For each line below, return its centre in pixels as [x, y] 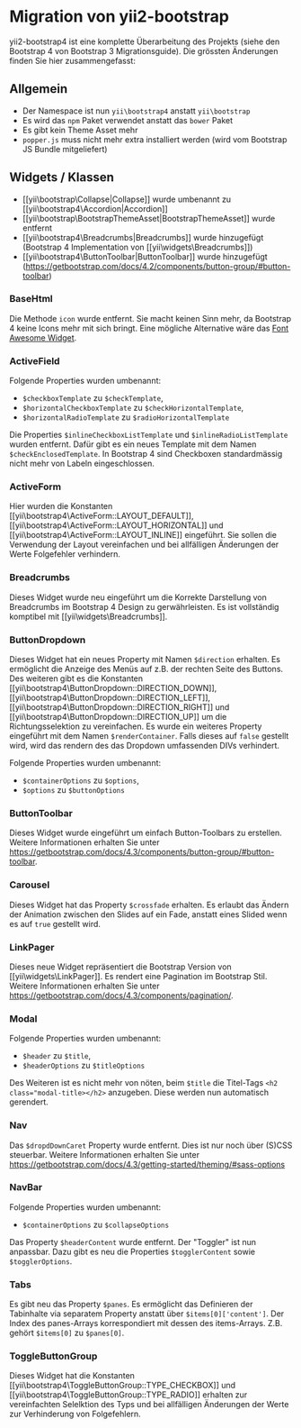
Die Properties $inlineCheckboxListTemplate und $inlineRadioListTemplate [149, 435]
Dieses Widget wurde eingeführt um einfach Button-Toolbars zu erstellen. [146, 833]
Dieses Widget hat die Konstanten [72, 1376]
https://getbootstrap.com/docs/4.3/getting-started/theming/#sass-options [147, 1164]
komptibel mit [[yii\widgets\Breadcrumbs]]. [89, 616]
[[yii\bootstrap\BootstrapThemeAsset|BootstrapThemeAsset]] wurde [149, 218]
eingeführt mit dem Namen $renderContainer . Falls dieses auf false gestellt [149, 736]
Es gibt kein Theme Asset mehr [80, 130]
